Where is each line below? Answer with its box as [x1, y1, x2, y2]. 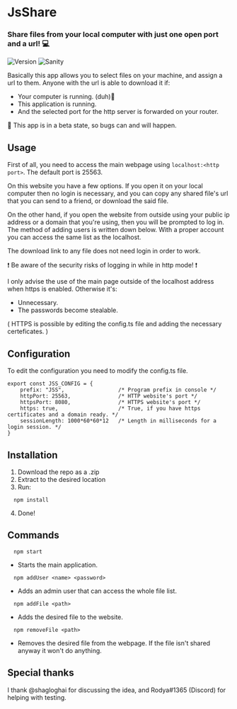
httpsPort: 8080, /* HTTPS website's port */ [20, 399, 201, 406]
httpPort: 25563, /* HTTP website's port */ [20, 393, 198, 400]
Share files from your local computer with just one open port [7, 30, 219, 40]
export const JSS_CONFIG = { [7, 380, 93, 388]
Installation [7, 449, 58, 461]
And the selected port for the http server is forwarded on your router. [17, 108, 219, 116]
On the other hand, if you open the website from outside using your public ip [7, 210, 230, 219]
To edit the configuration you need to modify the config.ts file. [7, 367, 189, 375]
